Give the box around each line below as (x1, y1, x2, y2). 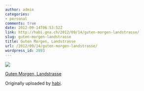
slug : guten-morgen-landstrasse (5, 35, 71, 40)
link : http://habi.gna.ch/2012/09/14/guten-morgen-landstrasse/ (5, 30, 140, 35)
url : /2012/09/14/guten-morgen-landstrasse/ (5, 44, 98, 48)
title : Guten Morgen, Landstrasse (5, 39, 76, 44)
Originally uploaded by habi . (5, 80, 62, 86)
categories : (5, 12, 29, 17)
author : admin (5, 7, 34, 12)
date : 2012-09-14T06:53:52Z (5, 25, 63, 30)
